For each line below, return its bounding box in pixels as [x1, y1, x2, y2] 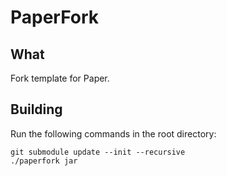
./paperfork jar [10, 156, 78, 166]
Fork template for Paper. [10, 72, 110, 84]
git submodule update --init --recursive [10, 147, 186, 157]
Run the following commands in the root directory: [10, 127, 217, 140]
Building [10, 101, 63, 118]
